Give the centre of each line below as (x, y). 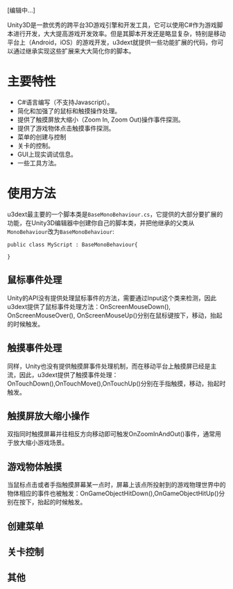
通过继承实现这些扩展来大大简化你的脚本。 (74, 51)
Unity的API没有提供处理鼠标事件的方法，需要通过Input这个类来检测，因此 (112, 298)
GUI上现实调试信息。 (47, 154)
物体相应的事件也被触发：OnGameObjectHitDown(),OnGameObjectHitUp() (113, 493)
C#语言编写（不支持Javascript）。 (65, 102)
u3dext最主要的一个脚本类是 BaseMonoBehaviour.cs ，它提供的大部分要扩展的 (115, 214)
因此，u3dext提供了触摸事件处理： (69, 374)
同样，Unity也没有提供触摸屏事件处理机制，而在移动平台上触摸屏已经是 (109, 366)
